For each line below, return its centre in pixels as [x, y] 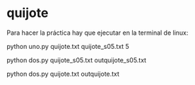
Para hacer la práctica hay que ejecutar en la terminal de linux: [97, 33]
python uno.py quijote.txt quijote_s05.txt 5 [68, 46]
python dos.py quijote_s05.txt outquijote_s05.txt [76, 60]
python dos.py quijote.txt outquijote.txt [63, 74]
